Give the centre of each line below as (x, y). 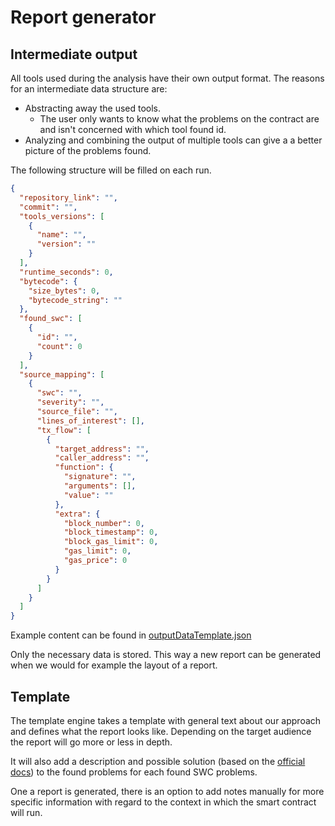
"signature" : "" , (100, 477)
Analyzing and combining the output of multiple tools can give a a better (173, 140)
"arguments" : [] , (100, 486)
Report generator (83, 17)
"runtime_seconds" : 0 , (66, 272)
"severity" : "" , (70, 402)
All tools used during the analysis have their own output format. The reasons (167, 78)
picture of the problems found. (88, 150)
